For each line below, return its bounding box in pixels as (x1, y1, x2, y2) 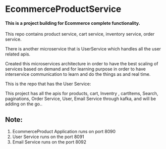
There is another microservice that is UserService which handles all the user (5, 46, 161, 52)
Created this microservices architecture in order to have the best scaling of (5, 61, 159, 67)
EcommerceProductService (5, 3, 121, 15)
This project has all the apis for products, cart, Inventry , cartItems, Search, (5, 91, 159, 97)
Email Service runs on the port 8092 (12, 139, 87, 145)
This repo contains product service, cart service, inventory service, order (5, 31, 155, 37)
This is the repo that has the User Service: (5, 81, 91, 87)
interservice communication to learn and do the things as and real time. (5, 71, 151, 77)
